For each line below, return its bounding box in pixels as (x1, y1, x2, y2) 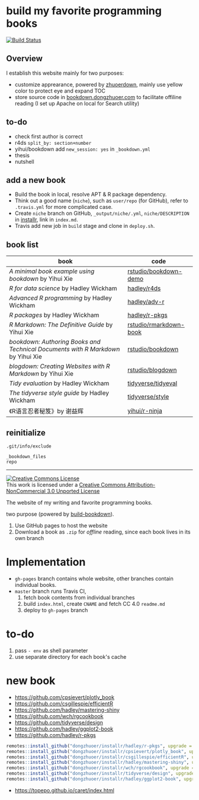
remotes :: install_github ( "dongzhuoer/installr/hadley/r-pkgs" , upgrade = (6, 743, 192, 749)
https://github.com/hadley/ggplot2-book (14, 725, 114, 732)
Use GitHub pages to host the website (14, 522, 108, 529)
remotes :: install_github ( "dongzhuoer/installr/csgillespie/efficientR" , (6, 754, 190, 760)
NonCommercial (6, 488, 46, 494)
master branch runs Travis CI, (14, 588, 86, 595)
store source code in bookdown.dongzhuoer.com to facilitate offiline (14, 93, 182, 100)
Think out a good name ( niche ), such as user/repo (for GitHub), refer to (14, 197, 188, 204)
